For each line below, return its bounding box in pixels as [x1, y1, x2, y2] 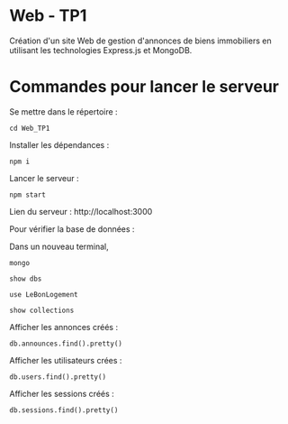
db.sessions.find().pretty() [9, 405, 119, 415]
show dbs [9, 274, 42, 283]
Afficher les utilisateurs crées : [9, 355, 122, 365]
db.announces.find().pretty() [9, 339, 123, 348]
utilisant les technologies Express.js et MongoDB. [9, 44, 193, 55]
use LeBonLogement [9, 290, 78, 299]
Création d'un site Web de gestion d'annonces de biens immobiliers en [9, 35, 272, 46]
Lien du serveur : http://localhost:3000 [9, 206, 153, 217]
